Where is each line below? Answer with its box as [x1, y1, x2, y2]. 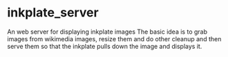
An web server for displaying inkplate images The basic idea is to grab [7, 27, 207, 36]
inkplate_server [7, 5, 99, 21]
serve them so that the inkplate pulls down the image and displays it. [7, 42, 202, 50]
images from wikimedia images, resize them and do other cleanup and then [7, 34, 222, 43]
